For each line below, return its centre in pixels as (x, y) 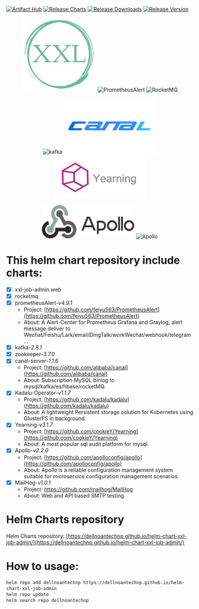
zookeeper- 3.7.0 (35, 354)
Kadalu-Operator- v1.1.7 (43, 393)
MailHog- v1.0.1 (33, 482)
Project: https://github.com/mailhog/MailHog (78, 489)
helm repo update (28, 595)
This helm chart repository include (93, 261)
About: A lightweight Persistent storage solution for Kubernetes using (108, 412)
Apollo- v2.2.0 (31, 450)
